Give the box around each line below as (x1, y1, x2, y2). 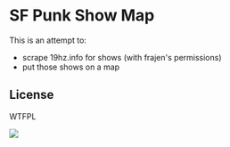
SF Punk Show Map (9, 5, 155, 26)
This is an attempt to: (9, 35, 87, 45)
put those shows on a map (21, 61, 120, 72)
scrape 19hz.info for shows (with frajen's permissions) (21, 52, 222, 62)
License (9, 87, 54, 102)
